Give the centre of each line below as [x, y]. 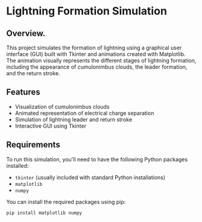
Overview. [26, 33]
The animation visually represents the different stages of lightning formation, [101, 60]
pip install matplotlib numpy [44, 213]
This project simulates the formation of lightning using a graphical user [94, 48]
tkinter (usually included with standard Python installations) [90, 177]
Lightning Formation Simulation [87, 11]
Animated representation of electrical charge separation [84, 113]
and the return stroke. [33, 73]
